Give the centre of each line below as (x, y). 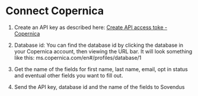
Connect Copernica (55, 11)
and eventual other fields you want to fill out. (68, 75)
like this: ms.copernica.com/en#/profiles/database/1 (78, 57)
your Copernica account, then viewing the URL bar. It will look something (103, 51)
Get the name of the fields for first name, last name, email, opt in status (101, 69)
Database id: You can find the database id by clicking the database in (99, 45)
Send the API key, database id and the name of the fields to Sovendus (99, 87)
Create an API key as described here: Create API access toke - (90, 27)
